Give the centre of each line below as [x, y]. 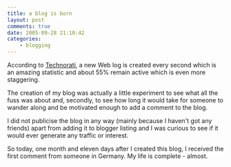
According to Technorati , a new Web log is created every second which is [112, 65]
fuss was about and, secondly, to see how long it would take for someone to [115, 100]
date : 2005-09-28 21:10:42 [46, 33]
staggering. [23, 79]
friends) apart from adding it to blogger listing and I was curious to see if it [113, 128]
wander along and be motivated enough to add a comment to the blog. [108, 108]
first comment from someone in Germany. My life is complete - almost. [108, 156]
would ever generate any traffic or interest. [68, 135]
